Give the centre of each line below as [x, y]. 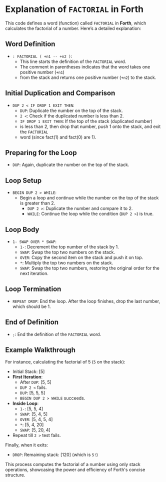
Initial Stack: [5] [28, 371]
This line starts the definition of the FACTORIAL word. [73, 61]
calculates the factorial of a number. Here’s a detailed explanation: [73, 28]
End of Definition [32, 322]
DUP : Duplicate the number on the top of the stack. [71, 110]
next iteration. [34, 273]
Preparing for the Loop [41, 153]
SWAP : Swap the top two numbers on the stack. [67, 252]
